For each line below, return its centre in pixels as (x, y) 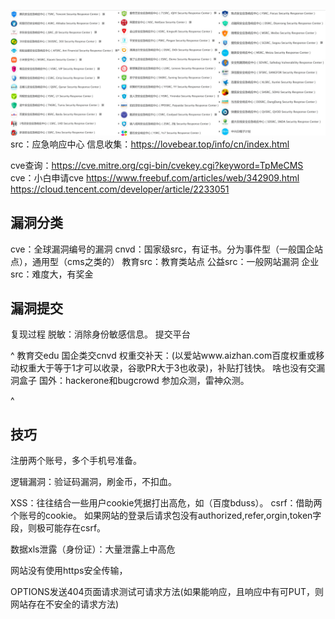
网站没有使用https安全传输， (69, 571)
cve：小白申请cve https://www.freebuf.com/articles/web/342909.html (155, 177)
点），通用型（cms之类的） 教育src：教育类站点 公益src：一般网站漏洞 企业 (165, 261)
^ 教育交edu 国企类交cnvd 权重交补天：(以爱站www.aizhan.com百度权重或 (163, 356)
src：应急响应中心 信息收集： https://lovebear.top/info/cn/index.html (150, 144)
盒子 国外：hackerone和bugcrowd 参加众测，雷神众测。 (134, 381)
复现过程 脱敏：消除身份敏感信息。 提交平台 (100, 334)
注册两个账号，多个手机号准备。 (76, 461)
